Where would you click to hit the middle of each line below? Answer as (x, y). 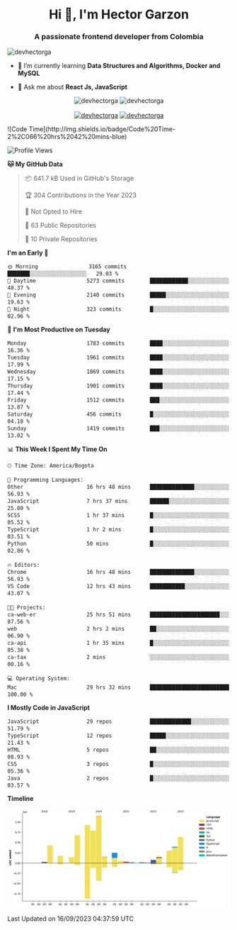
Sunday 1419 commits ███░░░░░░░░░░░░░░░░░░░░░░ (118, 428)
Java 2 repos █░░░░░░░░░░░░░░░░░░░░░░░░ (118, 779)
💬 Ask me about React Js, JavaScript (72, 87)
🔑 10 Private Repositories (61, 239)
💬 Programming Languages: (45, 480)
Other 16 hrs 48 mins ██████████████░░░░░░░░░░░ (118, 487)
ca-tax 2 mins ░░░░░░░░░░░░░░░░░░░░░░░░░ (118, 658)
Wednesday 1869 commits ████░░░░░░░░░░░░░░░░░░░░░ (118, 372)
